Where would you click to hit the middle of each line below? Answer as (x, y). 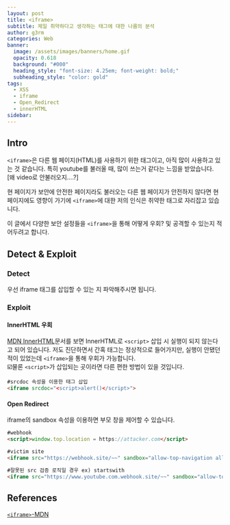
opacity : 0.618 (35, 58)
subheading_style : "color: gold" (61, 77)
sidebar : (20, 115)
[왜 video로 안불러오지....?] (43, 177)
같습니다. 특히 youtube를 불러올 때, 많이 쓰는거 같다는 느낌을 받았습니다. (118, 169)
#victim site (26, 451)
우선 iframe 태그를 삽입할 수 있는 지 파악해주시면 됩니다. (82, 290)
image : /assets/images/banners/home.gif (72, 52)
